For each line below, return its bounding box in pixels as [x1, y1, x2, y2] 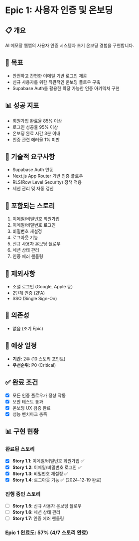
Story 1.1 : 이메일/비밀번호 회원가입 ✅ [12, 458, 85, 464]
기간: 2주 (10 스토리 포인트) [12, 356, 66, 362]
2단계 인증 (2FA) [12, 290, 45, 296]
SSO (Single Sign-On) [12, 296, 57, 302]
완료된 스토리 [5, 446, 35, 453]
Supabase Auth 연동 [12, 167, 54, 173]
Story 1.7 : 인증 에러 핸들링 [12, 515, 64, 521]
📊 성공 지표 [5, 101, 39, 110]
